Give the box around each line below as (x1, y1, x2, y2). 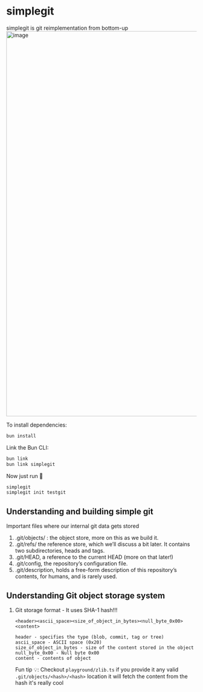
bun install (6, 433, 36, 439)
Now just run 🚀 (6, 472, 43, 479)
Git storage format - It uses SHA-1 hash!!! (14, 606, 118, 613)
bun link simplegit (6, 461, 56, 467)
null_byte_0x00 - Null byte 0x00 (14, 650, 100, 656)
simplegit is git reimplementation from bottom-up (6, 24, 129, 32)
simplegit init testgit (6, 490, 66, 496)
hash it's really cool (14, 679, 64, 686)
